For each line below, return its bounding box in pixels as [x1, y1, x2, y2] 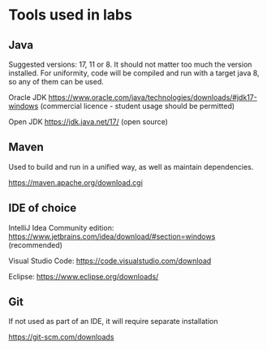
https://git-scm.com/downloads [8, 332, 114, 342]
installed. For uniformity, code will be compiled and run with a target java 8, [8, 68, 260, 78]
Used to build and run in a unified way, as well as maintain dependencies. [8, 162, 254, 171]
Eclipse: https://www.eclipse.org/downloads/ [8, 271, 159, 281]
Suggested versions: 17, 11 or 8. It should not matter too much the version [8, 59, 252, 69]
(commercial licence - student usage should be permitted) [40, 102, 235, 110]
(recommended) [8, 240, 63, 249]
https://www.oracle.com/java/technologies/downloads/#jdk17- [48, 93, 257, 102]
